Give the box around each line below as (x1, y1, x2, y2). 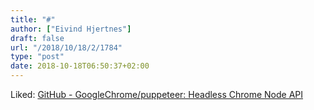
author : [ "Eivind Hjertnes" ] (10, 24, 132, 34)
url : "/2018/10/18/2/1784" (10, 42, 123, 53)
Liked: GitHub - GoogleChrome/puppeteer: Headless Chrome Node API (10, 89, 304, 100)
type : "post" (10, 52, 65, 62)
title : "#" (10, 14, 56, 25)
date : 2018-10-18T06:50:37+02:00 (10, 61, 150, 71)
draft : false (10, 33, 65, 43)
